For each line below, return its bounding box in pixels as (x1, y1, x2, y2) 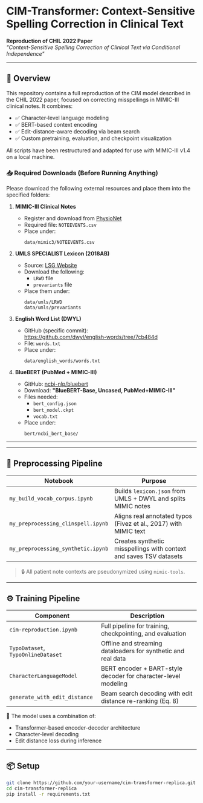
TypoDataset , (9, 643, 45, 652)
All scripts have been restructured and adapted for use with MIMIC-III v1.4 (6, 147, 190, 154)
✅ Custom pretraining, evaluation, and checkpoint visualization (14, 135, 172, 142)
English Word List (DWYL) (14, 315, 82, 323)
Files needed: (24, 393, 59, 401)
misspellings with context (114, 544, 186, 553)
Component (34, 611, 70, 620)
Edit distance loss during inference (14, 737, 102, 744)
